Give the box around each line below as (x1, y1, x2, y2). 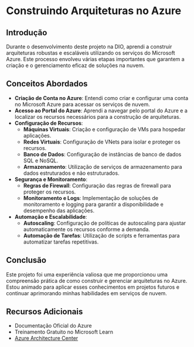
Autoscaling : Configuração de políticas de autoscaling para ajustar (23, 219, 186, 226)
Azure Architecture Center (14, 335, 79, 342)
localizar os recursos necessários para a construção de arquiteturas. (14, 113, 181, 120)
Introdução (6, 28, 47, 38)
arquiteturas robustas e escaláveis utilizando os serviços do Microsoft (6, 49, 175, 56)
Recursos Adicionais (6, 307, 83, 317)
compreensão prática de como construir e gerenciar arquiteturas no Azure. (6, 277, 188, 284)
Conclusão (6, 255, 47, 265)
